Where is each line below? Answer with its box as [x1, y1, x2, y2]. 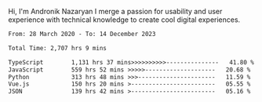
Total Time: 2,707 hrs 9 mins [8, 44, 107, 52]
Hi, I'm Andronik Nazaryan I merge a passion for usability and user [8, 7, 223, 16]
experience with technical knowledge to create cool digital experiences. [8, 15, 241, 24]
